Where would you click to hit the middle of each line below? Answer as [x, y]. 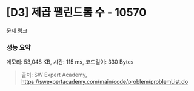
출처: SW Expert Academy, [54, 75]
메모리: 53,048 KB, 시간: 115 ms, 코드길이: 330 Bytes [70, 62]
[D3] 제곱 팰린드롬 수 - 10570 [76, 12]
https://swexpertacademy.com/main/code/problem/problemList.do [105, 82]
